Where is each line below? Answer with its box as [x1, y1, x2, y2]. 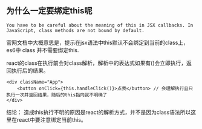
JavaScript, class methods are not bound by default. [6, 27, 145, 33]
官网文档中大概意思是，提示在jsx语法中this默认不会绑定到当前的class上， [6, 39, 189, 46]
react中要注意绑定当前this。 [16, 116, 86, 123]
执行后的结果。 [11, 67, 49, 74]
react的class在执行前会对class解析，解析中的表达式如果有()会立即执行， [6, 59, 187, 67]
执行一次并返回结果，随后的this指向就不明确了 [6, 91, 108, 98]
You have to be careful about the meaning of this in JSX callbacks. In [6, 22, 194, 28]
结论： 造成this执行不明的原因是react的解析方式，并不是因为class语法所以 [6, 108, 191, 116]
